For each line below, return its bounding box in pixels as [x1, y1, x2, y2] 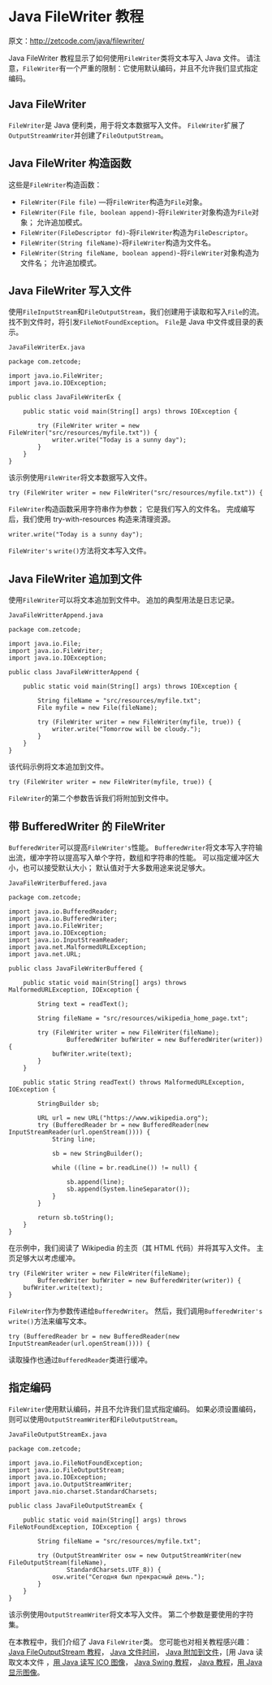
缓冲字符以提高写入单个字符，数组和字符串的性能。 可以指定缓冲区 [29, 853, 253, 862]
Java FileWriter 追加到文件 [8, 572, 142, 586]
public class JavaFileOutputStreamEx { [8, 1501, 144, 1509]
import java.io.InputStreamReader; [8, 936, 129, 944]
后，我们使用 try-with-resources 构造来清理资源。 [8, 514, 175, 525]
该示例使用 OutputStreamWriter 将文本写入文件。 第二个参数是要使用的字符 [8, 1609, 254, 1619]
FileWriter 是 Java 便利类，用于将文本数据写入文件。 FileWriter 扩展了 [8, 120, 246, 130]
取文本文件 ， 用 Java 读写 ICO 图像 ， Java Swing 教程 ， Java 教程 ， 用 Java [8, 1657, 262, 1667]
